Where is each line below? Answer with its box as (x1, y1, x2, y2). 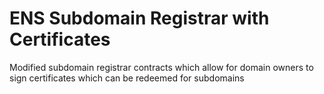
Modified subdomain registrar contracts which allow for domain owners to (9, 61, 314, 73)
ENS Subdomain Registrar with (9, 7, 270, 30)
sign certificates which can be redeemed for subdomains (9, 72, 245, 84)
